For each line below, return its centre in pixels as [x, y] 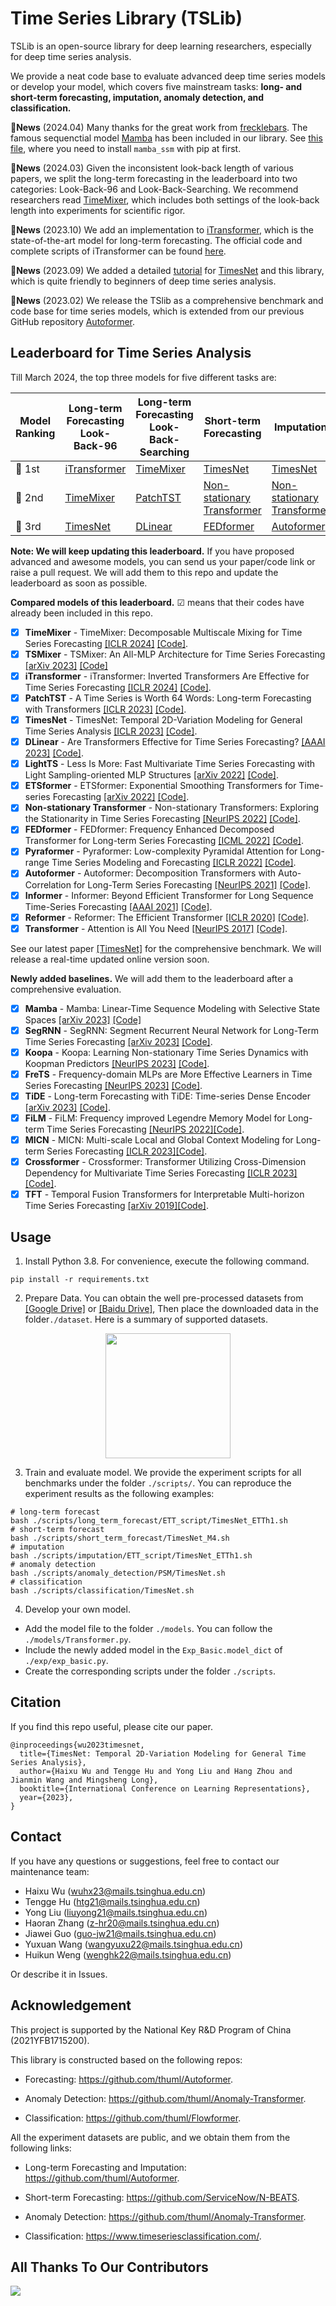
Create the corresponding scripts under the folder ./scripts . [150, 1671]
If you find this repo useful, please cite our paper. [111, 1726]
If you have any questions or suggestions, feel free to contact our [145, 1861]
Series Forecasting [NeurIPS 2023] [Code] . [113, 1085]
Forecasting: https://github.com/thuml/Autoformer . [129, 2079]
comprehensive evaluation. [66, 989]
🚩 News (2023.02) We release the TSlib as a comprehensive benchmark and [167, 300]
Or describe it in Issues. [59, 1974]
